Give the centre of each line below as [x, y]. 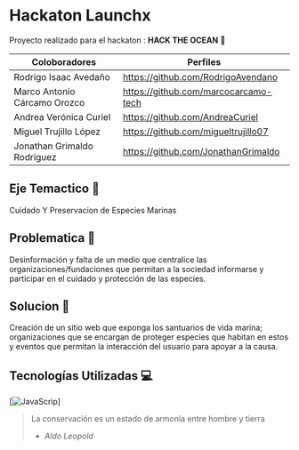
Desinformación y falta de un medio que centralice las [108, 260]
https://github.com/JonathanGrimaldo [202, 151]
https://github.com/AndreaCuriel [191, 117]
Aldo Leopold [69, 436]
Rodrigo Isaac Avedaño [62, 76]
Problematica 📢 [53, 238]
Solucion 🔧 [40, 306]
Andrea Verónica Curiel [62, 117]
